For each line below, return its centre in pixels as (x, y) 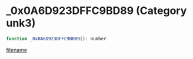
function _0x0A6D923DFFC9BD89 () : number (56, 39)
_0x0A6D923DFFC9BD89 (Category (96, 11)
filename (17, 50)
